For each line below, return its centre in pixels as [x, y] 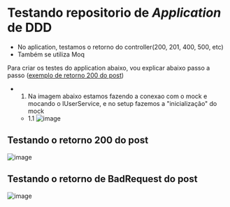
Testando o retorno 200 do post [78, 140]
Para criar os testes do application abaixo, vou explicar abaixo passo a [109, 68]
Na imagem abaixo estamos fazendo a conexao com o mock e [117, 96]
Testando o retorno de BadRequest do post [102, 179]
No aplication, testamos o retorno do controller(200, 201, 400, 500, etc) [120, 47]
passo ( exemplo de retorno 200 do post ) [66, 75]
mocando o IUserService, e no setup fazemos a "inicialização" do [122, 103]
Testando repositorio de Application [114, 13]
